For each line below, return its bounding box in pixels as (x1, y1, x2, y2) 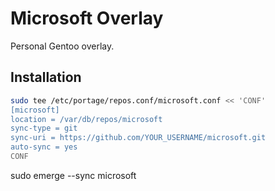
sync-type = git (10, 123, 78, 134)
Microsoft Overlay (10, 7, 164, 30)
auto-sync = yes (10, 142, 78, 152)
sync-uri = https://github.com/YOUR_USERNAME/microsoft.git (10, 133, 267, 143)
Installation (10, 69, 82, 86)
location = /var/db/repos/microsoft (10, 114, 163, 124)
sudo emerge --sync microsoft (10, 169, 137, 181)
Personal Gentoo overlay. (10, 40, 115, 52)
